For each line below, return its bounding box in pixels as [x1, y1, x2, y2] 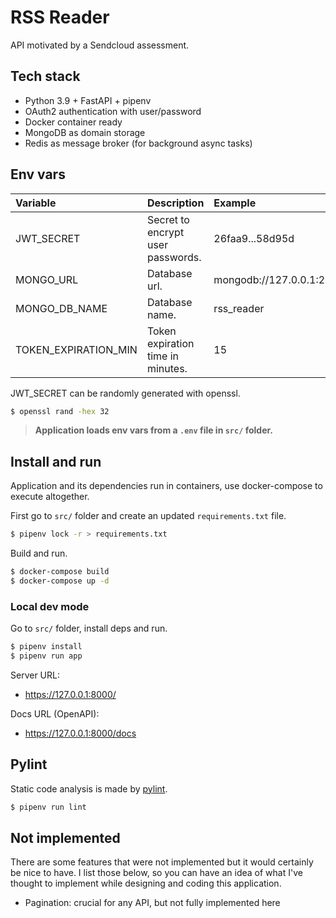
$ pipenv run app [10, 651, 83, 661]
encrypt [146, 225, 185, 239]
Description [146, 196, 205, 210]
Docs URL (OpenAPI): [10, 707, 100, 720]
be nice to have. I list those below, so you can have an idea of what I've [10, 867, 303, 879]
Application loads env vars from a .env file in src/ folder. [34, 424, 273, 436]
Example [213, 196, 257, 210]
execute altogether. [10, 491, 90, 503]
